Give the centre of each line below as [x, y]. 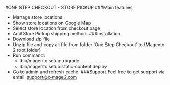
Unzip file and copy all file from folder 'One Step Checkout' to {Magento [89, 45]
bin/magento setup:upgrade [50, 61]
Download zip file [31, 39]
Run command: [29, 55]
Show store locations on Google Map [52, 23]
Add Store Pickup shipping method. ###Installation [66, 34]
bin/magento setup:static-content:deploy [63, 66]
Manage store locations [38, 17]
